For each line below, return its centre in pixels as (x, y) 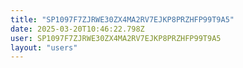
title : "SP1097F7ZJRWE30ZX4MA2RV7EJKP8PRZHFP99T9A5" (122, 19)
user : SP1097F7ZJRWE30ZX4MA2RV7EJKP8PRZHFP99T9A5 (116, 38)
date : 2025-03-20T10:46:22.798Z (77, 29)
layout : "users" (44, 47)
